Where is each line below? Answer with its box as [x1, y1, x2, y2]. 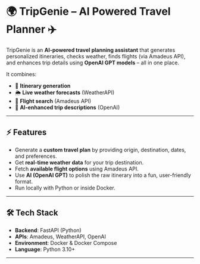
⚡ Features [6, 128, 47, 138]
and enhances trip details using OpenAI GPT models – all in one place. [6, 59, 180, 66]
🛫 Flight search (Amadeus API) [14, 97, 92, 104]
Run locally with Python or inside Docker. [14, 184, 116, 191]
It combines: [6, 70, 37, 77]
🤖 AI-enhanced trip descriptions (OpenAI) [14, 104, 120, 111]
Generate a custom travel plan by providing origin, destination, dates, [14, 146, 186, 153]
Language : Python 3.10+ [14, 246, 76, 253]
